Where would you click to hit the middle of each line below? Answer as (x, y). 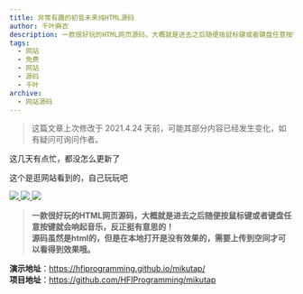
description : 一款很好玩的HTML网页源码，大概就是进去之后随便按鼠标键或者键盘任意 (148, 34)
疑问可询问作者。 (71, 140)
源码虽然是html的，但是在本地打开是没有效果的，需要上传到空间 (151, 238)
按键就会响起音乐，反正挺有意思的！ (106, 227)
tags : (19, 43)
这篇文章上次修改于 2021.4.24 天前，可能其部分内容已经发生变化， (155, 128)
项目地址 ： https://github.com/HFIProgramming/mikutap (113, 280)
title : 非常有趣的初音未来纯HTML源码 (72, 18)
